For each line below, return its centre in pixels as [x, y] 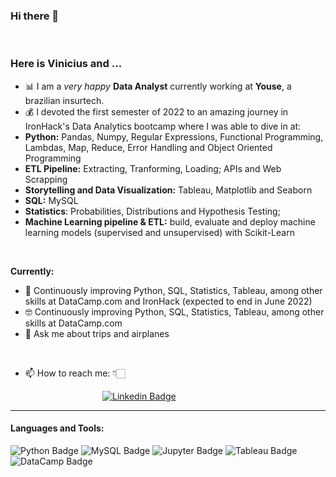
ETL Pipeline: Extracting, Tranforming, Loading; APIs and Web [153, 168]
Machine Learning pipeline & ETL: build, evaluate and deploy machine [170, 221]
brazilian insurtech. [64, 100]
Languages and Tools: [57, 428]
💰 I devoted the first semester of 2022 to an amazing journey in [156, 111]
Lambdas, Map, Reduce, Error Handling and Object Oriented [148, 147]
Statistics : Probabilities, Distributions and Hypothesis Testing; [152, 211]
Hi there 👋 [35, 16]
